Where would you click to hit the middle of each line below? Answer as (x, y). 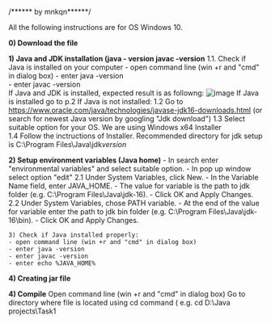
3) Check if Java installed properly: (74, 235)
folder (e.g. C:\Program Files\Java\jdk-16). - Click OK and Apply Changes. (131, 194)
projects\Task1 (32, 311)
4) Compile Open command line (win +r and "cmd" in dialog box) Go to (127, 294)
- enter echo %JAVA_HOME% (52, 263)
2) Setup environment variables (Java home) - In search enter (114, 160)
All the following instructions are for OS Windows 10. (96, 27)
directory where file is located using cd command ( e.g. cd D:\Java (119, 303)
